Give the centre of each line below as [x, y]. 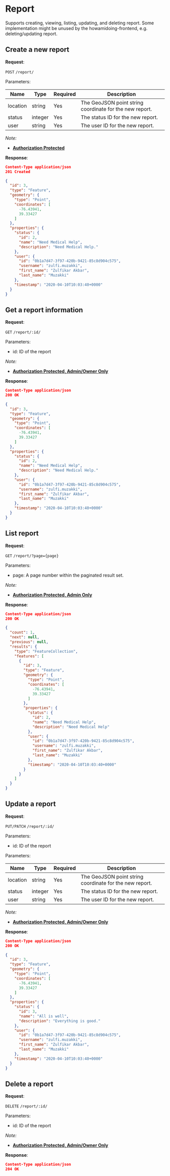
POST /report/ [19, 72]
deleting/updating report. [31, 33]
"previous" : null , [29, 642]
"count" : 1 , [23, 632]
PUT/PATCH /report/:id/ [30, 826]
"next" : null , [25, 637]
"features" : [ [29, 656]
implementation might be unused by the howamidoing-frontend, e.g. [76, 28]
